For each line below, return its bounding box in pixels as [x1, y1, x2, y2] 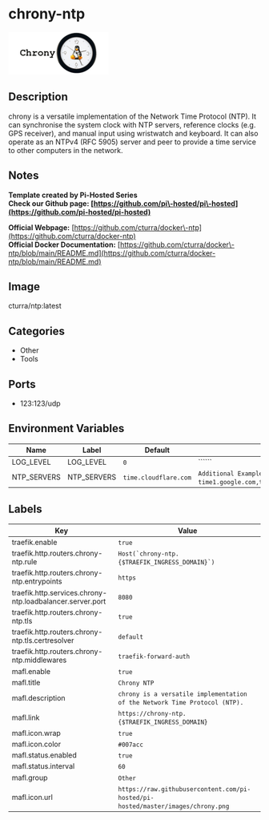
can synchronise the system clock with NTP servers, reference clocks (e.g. [8, 119, 256, 129]
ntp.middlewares [11, 655, 67, 665]
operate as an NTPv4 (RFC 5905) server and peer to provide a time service [8, 137, 256, 147]
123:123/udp [19, 398, 62, 408]
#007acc [118, 741, 144, 749]
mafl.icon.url [11, 792, 54, 802]
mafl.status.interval [11, 761, 75, 771]
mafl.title [11, 677, 41, 687]
